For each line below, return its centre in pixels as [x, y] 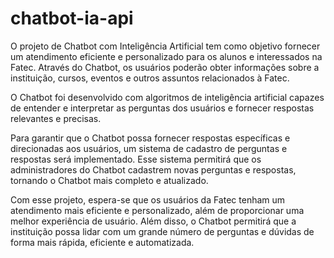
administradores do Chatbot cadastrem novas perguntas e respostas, [153, 169]
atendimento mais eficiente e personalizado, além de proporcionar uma [157, 210]
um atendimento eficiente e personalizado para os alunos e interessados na [166, 56]
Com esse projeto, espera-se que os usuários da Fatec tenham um [148, 199]
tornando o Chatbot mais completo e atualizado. [109, 180]
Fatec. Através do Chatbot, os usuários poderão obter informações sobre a [165, 67]
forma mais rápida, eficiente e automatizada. [102, 242]
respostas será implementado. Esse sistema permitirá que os [136, 159]
